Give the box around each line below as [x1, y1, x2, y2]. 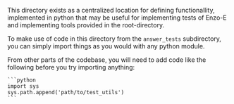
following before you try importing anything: [7, 63, 135, 71]
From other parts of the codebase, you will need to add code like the [7, 56, 207, 64]
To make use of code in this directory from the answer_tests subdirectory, [7, 34, 222, 43]
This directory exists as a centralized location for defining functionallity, [7, 6, 215, 14]
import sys [7, 83, 39, 90]
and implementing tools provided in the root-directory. [7, 21, 164, 29]
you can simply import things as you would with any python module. [7, 42, 205, 50]
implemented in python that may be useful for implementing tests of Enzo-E [7, 13, 227, 22]
